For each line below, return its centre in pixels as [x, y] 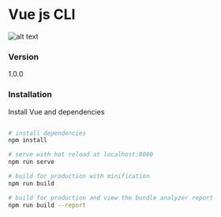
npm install [28, 140]
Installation [30, 95]
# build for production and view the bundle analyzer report [111, 198]
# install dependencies [47, 133]
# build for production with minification [79, 176]
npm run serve [32, 162]
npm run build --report [47, 205]
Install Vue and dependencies [56, 111]
